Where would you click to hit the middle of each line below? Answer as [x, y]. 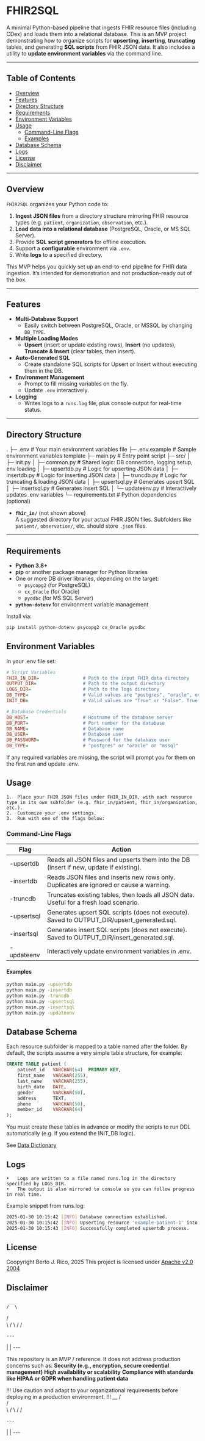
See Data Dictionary [31, 1145]
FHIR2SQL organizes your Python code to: [57, 204]
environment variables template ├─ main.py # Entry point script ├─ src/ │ [99, 456]
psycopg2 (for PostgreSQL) [57, 585]
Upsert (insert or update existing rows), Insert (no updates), [100, 345]
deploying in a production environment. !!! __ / [63, 1397]
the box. [17, 279]
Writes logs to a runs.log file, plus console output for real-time [103, 403]
